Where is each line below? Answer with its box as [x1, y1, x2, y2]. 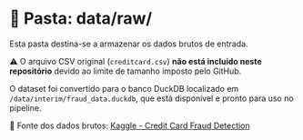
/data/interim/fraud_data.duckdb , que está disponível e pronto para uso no [9, 93, 294, 104]
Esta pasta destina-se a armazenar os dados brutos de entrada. [9, 38, 248, 49]
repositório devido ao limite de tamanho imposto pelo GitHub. [9, 65, 242, 76]
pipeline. [9, 102, 42, 113]
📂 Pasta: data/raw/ [9, 8, 153, 29]
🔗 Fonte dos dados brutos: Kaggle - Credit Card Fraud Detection [9, 120, 250, 131]
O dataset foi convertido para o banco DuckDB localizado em [9, 83, 239, 94]
